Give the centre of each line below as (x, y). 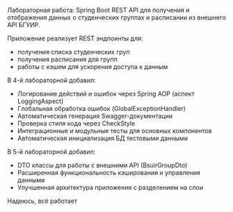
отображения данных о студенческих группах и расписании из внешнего (116, 17)
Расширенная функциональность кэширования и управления (109, 173)
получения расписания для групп (67, 59)
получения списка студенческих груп (73, 52)
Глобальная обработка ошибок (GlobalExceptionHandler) (102, 108)
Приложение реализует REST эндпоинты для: (75, 38)
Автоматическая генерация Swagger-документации (95, 116)
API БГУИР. (24, 25)
